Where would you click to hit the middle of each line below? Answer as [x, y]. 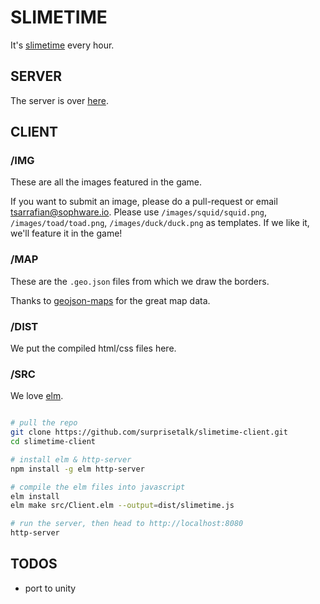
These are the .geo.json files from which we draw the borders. [140, 281]
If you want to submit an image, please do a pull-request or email [144, 202]
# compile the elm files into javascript [98, 487]
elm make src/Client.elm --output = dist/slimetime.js [122, 506]
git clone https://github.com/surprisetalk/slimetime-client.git [149, 432]
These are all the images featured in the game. [106, 182]
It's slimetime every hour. [62, 45]
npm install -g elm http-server [77, 469]
